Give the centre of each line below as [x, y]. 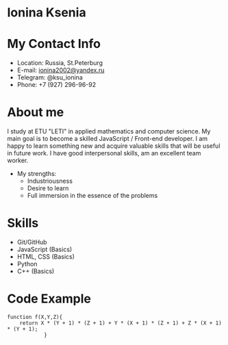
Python [27, 264]
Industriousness [50, 181]
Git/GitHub [32, 242]
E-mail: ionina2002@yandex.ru [61, 71]
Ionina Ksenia [47, 13]
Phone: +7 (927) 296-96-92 [56, 85]
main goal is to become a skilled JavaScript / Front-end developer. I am [107, 139]
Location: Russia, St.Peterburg [60, 63]
